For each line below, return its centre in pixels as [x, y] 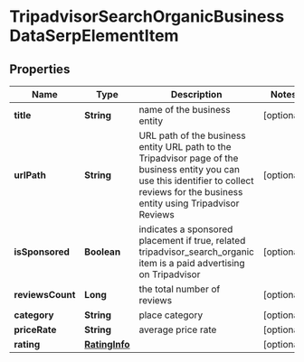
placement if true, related [192, 241]
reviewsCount [45, 295]
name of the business [185, 110]
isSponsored [42, 252]
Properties [40, 69]
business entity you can [189, 169]
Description [196, 94]
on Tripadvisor [170, 274]
